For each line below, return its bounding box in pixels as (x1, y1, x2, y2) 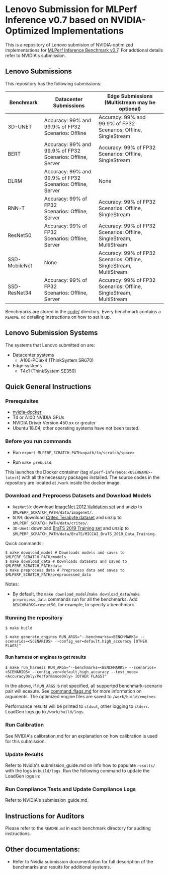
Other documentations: (5, 845, 80, 854)
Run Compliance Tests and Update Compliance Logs (5, 786, 136, 793)
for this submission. (5, 738, 46, 744)
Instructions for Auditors (5, 812, 84, 820)
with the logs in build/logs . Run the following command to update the (5, 767, 150, 773)
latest (5, 475, 19, 480)
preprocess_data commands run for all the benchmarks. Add (12, 596, 138, 602)
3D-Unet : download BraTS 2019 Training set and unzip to (12, 525, 129, 531)
